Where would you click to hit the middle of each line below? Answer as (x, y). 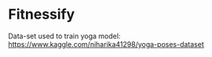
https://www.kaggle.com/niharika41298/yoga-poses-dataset (106, 44)
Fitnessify (42, 14)
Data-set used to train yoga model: (64, 36)
